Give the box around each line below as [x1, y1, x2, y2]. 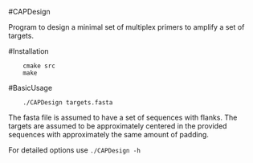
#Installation [8, 47, 50, 55]
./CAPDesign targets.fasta [22, 99, 113, 107]
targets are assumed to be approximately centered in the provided [8, 121, 227, 131]
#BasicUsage [8, 84, 53, 92]
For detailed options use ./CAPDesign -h [8, 145, 141, 155]
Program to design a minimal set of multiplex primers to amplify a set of [8, 22, 245, 31]
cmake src [22, 62, 56, 70]
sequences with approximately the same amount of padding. [8, 130, 209, 139]
